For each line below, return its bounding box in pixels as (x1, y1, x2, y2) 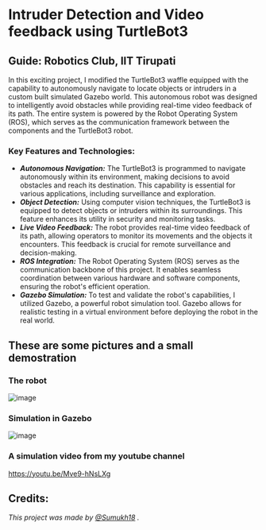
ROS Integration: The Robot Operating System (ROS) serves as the (19, 257, 240, 266)
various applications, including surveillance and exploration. (19, 189, 216, 199)
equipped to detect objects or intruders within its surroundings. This (19, 206, 243, 215)
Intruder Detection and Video (8, 6, 204, 24)
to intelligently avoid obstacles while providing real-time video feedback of (8, 101, 253, 110)
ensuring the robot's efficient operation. (19, 282, 151, 292)
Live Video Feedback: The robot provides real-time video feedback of (19, 222, 250, 232)
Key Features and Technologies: (8, 145, 135, 157)
